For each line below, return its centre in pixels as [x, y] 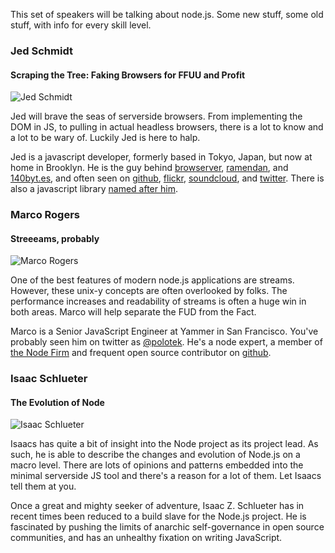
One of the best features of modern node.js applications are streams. [152, 280]
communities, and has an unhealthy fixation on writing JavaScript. [146, 538]
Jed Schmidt [41, 51]
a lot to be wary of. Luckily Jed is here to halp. [105, 138]
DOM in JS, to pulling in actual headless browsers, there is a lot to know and [167, 127]
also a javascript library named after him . [94, 189]
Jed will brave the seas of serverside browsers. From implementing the [156, 116]
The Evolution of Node [57, 402]
